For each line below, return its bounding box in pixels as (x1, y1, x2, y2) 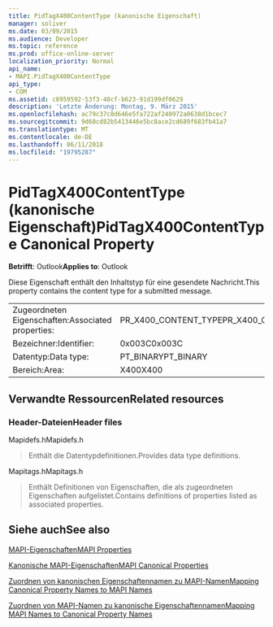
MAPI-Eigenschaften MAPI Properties (8, 544, 132, 554)
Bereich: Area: (12, 364, 65, 376)
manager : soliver (8, 20, 67, 28)
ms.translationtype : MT (8, 125, 89, 133)
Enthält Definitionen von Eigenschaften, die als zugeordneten (28, 482, 233, 492)
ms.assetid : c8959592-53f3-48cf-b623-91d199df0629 (8, 95, 184, 103)
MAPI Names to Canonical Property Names (8, 609, 153, 619)
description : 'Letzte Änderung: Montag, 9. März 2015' (8, 102, 198, 111)
